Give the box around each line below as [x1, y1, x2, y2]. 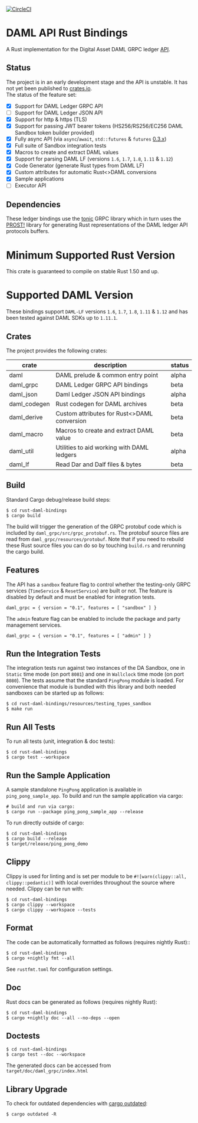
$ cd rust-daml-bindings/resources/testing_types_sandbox [6, 701, 151, 707]
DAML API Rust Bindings [6, 27, 128, 40]
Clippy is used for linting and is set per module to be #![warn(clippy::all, [6, 872, 187, 879]
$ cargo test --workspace [6, 754, 70, 761]
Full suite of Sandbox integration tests [14, 142, 107, 149]
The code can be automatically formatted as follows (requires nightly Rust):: [6, 938, 190, 945]
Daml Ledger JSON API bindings [55, 390, 146, 398]
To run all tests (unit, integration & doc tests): [6, 738, 115, 745]
